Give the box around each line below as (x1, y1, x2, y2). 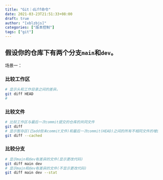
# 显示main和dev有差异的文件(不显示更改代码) (5, 165, 87, 171)
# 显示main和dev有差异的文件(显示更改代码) (5, 157, 83, 162)
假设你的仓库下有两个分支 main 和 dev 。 (5, 49, 117, 57)
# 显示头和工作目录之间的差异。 (5, 87, 60, 92)
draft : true (5, 16, 29, 21)
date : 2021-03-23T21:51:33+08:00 (5, 12, 73, 16)
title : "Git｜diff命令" (5, 7, 51, 12)
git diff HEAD (5, 91, 34, 96)
